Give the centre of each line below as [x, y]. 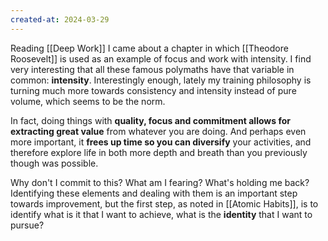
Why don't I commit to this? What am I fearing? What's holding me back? [160, 182]
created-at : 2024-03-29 [60, 19]
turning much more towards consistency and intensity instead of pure [153, 90]
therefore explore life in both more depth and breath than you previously [159, 152]
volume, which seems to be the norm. [88, 101]
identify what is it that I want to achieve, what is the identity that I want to [161, 214]
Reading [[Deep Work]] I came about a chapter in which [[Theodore [149, 48]
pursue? [27, 225]
